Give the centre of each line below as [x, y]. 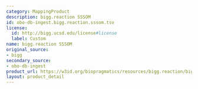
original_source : [27, 50]
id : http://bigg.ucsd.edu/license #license [64, 33]
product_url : [22, 71]
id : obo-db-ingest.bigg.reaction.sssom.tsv [60, 22]
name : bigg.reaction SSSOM [39, 44]
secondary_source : [29, 60]
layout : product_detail [35, 77]
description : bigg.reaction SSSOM [49, 17]
